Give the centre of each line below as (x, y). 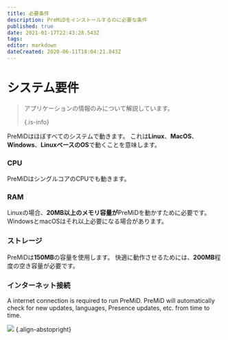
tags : (15, 39)
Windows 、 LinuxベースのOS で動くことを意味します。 (84, 144)
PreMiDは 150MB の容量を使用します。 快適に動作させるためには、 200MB (111, 257)
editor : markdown (32, 45)
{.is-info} (36, 122)
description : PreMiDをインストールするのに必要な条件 (77, 20)
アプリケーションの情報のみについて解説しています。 (99, 108)
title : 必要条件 (28, 13)
